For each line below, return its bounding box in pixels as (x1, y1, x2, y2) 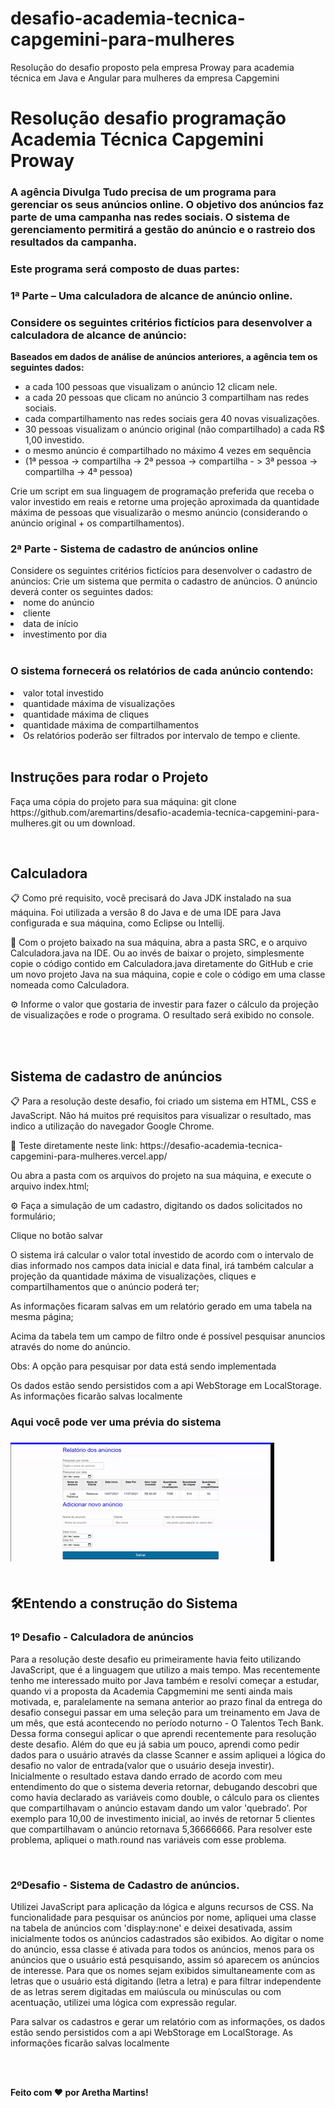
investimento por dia (23, 628, 108, 641)
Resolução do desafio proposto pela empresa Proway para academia (10, 61, 295, 73)
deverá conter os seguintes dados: (10, 586, 154, 598)
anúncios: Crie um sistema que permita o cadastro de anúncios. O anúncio (10, 575, 318, 587)
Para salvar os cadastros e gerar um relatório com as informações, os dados (10, 2016, 326, 2028)
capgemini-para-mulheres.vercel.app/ (10, 1150, 168, 1162)
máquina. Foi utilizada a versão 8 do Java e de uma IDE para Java (10, 907, 282, 919)
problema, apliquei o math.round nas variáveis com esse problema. (10, 1833, 287, 1846)
